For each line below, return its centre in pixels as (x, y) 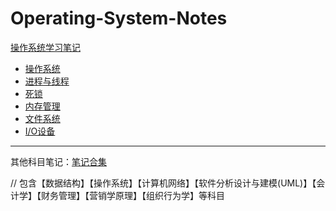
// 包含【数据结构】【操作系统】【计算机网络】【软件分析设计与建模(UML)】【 (163, 183)
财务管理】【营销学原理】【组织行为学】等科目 (132, 195)
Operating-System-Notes (119, 18)
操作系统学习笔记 (45, 47)
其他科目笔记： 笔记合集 (58, 161)
